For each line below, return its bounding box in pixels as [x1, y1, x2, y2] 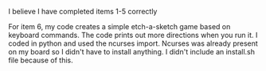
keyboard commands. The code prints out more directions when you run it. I [8, 31, 258, 39]
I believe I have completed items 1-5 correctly [8, 7, 158, 16]
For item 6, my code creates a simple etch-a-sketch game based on [8, 22, 231, 31]
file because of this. [8, 55, 73, 65]
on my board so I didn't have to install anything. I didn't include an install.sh [8, 47, 256, 56]
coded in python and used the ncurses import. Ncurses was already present [8, 39, 259, 48]
